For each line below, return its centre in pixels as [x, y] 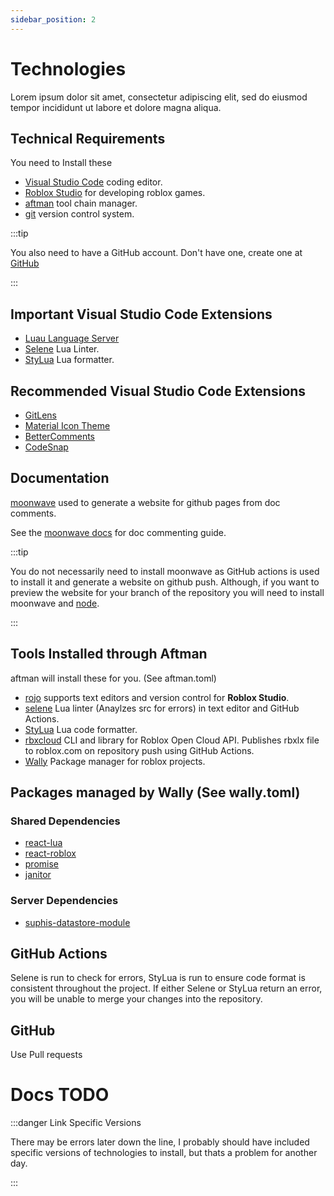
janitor [38, 875]
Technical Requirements [88, 138]
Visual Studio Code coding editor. [93, 182]
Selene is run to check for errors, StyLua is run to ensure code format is [158, 978]
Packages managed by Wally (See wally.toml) [155, 792]
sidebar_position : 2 [53, 19]
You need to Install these [61, 163]
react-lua [43, 843]
